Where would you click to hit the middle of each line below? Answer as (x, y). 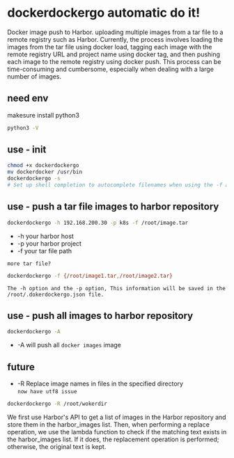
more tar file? (29, 263)
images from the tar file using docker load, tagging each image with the (110, 47)
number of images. (34, 76)
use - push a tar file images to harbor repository (113, 207)
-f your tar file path (45, 251)
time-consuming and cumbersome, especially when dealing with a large (111, 69)
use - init (27, 150)
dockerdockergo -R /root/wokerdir (57, 404)
